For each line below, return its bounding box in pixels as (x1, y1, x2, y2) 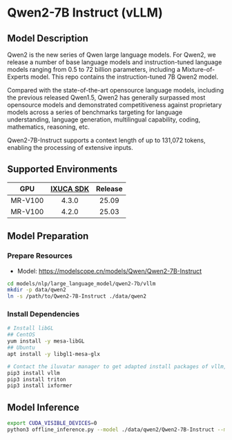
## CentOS (7, 332, 36, 338)
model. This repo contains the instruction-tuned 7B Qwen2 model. (30, 73, 219, 81)
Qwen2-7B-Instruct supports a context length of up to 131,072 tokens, (7, 136, 206, 144)
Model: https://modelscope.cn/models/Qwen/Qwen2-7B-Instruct (17, 267, 202, 275)
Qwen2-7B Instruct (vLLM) (7, 5, 164, 21)
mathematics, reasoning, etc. (7, 123, 90, 131)
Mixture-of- (182, 66, 215, 73)
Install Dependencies (7, 309, 80, 319)
